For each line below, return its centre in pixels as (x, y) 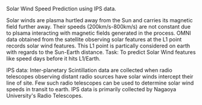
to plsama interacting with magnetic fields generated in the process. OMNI (99, 33)
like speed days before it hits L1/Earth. (53, 58)
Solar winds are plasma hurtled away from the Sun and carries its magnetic (99, 20)
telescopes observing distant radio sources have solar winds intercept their (100, 76)
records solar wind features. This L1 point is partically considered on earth (98, 46)
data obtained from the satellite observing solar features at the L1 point (94, 39)
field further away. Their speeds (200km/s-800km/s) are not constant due (99, 27)
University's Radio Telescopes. (45, 96)
